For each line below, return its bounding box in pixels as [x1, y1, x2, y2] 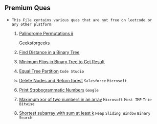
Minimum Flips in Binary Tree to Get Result [19, 58, 105, 65]
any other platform [11, 22, 52, 27]
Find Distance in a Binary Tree [19, 49, 80, 55]
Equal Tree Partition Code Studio [19, 68, 84, 74]
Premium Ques [4, 4, 51, 12]
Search [19, 115, 33, 120]
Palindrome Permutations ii [19, 30, 74, 36]
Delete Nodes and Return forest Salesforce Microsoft [19, 77, 127, 83]
